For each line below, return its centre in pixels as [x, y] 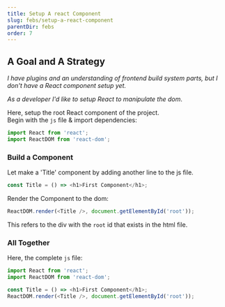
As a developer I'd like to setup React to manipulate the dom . [95, 99]
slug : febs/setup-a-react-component [60, 20]
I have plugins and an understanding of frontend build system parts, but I [113, 78]
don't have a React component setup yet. [67, 86]
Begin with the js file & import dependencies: [72, 120]
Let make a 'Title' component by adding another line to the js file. [100, 172]
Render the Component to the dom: [58, 198]
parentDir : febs [31, 27]
